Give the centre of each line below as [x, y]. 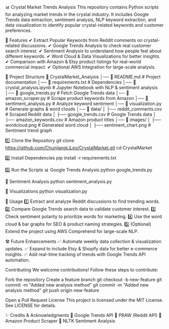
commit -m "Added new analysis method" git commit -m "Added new [77, 285]
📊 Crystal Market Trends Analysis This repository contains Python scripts [82, 7]
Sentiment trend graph [29, 130]
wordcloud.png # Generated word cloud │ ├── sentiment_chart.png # [78, 125]
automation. [18, 260]
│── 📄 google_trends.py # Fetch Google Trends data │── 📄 [67, 93]
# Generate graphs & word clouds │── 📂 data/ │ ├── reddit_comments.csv [84, 109]
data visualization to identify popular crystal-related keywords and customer [84, 25]
